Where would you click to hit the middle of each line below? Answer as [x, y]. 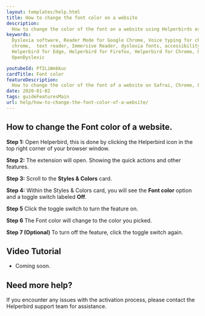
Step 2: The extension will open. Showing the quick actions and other [94, 160]
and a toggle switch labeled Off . [47, 196]
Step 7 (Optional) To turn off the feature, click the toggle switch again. [95, 232]
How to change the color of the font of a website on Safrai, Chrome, [103, 85]
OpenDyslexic [28, 57]
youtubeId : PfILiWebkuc [37, 68]
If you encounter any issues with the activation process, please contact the [101, 300]
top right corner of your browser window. [58, 148]
